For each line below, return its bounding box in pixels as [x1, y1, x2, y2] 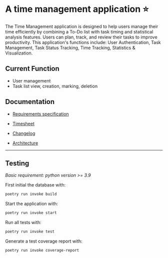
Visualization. [5, 50, 33, 56]
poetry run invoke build [5, 191, 57, 197]
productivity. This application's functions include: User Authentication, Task [5, 39, 161, 45]
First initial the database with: [5, 182, 66, 188]
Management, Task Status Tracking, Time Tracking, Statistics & [5, 44, 135, 50]
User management [12, 77, 51, 83]
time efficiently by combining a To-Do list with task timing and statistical [5, 28, 153, 34]
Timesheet [12, 120, 35, 126]
